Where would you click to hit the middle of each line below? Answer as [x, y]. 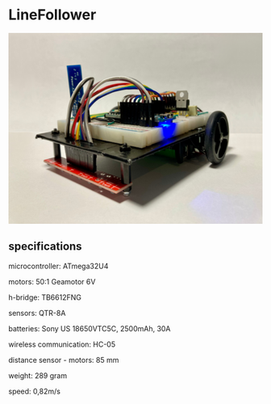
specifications [45, 247]
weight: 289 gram [38, 375]
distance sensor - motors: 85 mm [64, 360]
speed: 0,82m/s [34, 391]
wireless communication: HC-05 [62, 344]
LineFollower [52, 15]
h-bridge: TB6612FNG [45, 297]
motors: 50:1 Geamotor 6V [52, 281]
